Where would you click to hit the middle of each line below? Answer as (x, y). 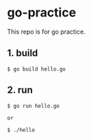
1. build (23, 53)
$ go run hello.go (33, 106)
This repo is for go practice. (46, 32)
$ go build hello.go (37, 69)
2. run (20, 90)
